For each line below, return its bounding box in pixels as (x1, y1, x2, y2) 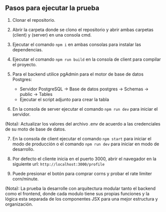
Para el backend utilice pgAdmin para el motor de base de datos (12, 71, 144, 77)
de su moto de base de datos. (5, 126, 66, 132)
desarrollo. (12, 146, 35, 152)
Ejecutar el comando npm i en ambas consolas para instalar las (12, 42, 141, 47)
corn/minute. (12, 175, 39, 182)
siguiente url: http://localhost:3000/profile (12, 161, 105, 167)
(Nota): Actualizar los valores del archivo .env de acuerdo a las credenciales (5, 121, 161, 127)
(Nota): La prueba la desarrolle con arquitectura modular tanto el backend (5, 185, 156, 191)
